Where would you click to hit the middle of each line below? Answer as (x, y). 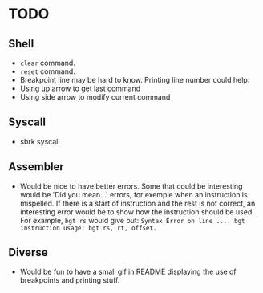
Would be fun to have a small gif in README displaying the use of (128, 272)
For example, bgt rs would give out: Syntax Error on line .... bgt (132, 220)
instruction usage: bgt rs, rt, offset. (88, 228)
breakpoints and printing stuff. (70, 280)
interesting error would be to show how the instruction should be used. (137, 212)
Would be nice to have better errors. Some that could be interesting (131, 186)
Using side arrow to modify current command (95, 97)
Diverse (28, 252)
